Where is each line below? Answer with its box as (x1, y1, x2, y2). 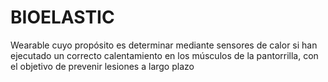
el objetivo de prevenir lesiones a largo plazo (10, 60, 195, 72)
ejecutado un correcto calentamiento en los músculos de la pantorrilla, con (10, 49, 319, 61)
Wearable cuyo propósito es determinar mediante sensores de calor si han (10, 39, 318, 51)
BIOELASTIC (10, 6, 115, 29)
